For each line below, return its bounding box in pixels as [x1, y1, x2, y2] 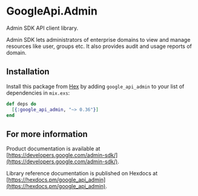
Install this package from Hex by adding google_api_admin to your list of [6, 83, 185, 90]
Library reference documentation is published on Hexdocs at [6, 170, 158, 177]
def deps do [6, 101, 36, 107]
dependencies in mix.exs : [6, 89, 70, 96]
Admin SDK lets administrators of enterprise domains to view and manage [6, 36, 191, 43]
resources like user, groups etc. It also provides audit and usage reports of [6, 42, 192, 50]
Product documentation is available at [6, 145, 101, 152]
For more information [6, 129, 88, 139]
